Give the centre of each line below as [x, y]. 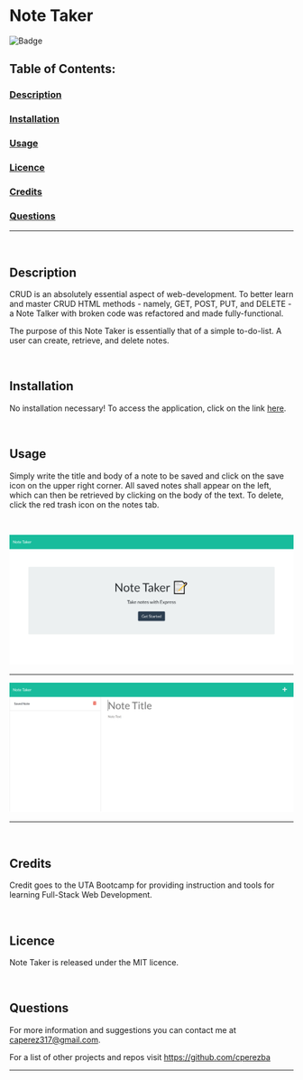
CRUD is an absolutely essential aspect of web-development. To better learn [151, 294]
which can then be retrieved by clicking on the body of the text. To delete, [147, 495]
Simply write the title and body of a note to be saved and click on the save [147, 476]
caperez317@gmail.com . [55, 1039]
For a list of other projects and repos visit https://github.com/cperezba [140, 1057]
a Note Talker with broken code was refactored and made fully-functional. [147, 313]
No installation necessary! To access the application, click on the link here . [148, 408]
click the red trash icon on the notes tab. [84, 504]
